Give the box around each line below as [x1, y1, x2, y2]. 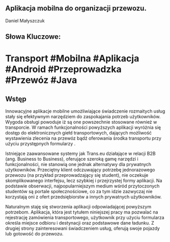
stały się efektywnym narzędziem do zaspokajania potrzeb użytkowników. [5, 114, 161, 120]
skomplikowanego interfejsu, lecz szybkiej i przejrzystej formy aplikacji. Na [5, 178, 162, 184]
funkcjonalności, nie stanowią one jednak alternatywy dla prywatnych [5, 162, 152, 168]
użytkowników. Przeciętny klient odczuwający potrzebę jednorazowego [5, 167, 155, 173]
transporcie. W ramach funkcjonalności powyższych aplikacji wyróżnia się [5, 124, 161, 130]
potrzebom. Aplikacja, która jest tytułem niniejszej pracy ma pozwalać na [5, 209, 158, 216]
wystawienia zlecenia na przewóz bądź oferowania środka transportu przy [5, 135, 162, 142]
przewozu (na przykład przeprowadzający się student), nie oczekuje [5, 172, 149, 178]
